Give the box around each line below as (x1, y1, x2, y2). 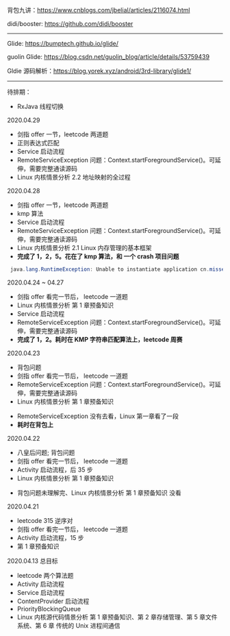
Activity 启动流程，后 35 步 (16, 465, 94, 474)
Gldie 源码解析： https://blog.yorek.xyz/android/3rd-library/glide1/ (7, 67, 192, 75)
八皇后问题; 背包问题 (16, 448, 75, 456)
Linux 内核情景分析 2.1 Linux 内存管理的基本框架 (16, 244, 152, 252)
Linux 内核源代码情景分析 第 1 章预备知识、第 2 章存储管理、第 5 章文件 (16, 613, 218, 621)
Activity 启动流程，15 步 (16, 533, 84, 541)
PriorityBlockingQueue (16, 604, 81, 613)
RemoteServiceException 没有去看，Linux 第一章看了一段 (16, 412, 179, 420)
